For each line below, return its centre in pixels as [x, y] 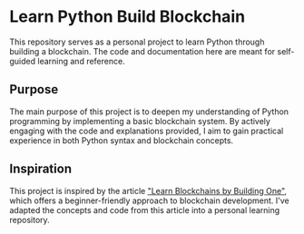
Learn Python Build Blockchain [127, 17]
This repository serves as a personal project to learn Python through [137, 42]
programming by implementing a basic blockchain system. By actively [140, 121]
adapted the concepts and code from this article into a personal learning [145, 210]
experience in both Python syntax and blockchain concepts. [122, 140]
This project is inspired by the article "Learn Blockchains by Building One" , [148, 190]
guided [23, 61]
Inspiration [41, 169]
